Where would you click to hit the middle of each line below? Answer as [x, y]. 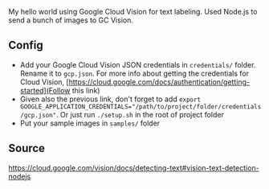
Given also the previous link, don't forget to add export [110, 99]
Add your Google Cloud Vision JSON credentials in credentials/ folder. [138, 64]
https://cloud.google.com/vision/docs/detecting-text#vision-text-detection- [134, 167]
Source [27, 148]
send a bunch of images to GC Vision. [71, 20]
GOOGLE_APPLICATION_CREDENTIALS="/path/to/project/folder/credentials [141, 107]
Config [26, 45]
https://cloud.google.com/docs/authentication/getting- [159, 82]
